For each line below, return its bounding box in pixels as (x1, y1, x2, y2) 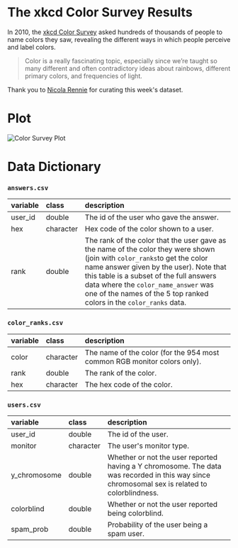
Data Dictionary (7, 159, 101, 175)
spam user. (107, 528, 145, 538)
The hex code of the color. (84, 379, 173, 389)
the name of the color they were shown (84, 244, 215, 254)
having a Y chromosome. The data (107, 461, 222, 471)
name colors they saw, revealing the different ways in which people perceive (7, 35, 231, 43)
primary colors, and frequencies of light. (24, 72, 143, 80)
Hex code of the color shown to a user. (84, 224, 214, 234)
